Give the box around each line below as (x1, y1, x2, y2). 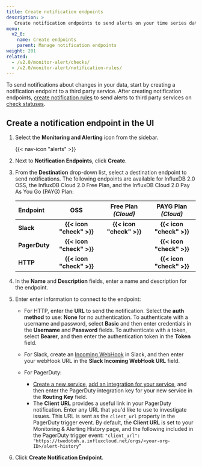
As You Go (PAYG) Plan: (14, 188, 74, 196)
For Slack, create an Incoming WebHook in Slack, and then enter (23, 351, 184, 358)
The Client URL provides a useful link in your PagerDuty (32, 400, 171, 407)
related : (6, 54, 28, 60)
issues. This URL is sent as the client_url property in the (32, 413, 176, 420)
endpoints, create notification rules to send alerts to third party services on (6, 94, 192, 101)
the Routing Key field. (32, 394, 88, 401)
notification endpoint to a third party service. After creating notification (6, 88, 182, 95)
